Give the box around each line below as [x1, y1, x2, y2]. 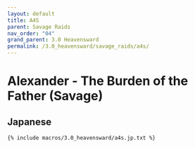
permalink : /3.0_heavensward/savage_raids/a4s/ [7, 43, 150, 50]
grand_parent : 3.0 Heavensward [7, 36, 99, 43]
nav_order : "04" [7, 29, 55, 37]
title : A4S [7, 17, 39, 24]
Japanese [7, 116, 51, 128]
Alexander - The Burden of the [7, 73, 189, 89]
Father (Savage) [7, 88, 103, 104]
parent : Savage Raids [7, 23, 71, 30]
